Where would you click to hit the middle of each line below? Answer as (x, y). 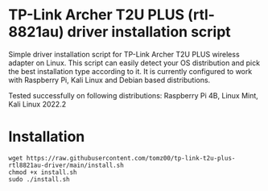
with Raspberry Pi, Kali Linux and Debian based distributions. (109, 80)
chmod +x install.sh (43, 172)
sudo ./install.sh (39, 179)
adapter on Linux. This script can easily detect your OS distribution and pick (134, 63)
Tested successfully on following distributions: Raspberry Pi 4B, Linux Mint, (134, 95)
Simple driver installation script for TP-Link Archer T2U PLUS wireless (124, 54)
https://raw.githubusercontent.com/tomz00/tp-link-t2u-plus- (131, 158)
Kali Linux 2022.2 (37, 104)
